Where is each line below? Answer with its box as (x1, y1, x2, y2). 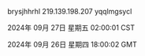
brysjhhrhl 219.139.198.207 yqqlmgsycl (7, 7, 132, 16)
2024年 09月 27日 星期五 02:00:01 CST (7, 23, 136, 32)
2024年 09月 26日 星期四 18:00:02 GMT (7, 39, 137, 49)
